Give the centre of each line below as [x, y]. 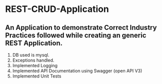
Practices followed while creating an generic [76, 35]
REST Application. [34, 43]
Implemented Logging [35, 65]
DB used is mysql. [31, 55]
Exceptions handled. [33, 60]
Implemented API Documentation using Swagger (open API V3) [77, 71]
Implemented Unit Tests [37, 76]
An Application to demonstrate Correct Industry [81, 28]
